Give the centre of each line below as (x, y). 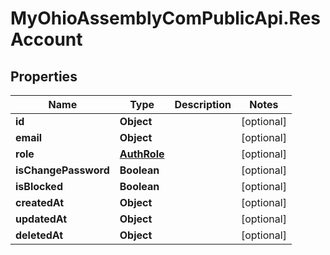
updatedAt (41, 219)
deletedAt (39, 235)
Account (46, 39)
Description (203, 104)
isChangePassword (62, 170)
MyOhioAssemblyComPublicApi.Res (165, 18)
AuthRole (142, 154)
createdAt (40, 202)
